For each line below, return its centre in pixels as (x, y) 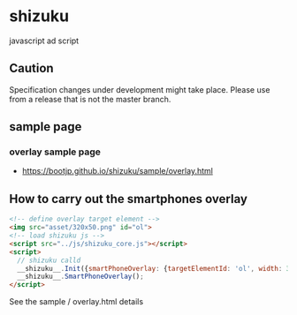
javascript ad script (44, 41)
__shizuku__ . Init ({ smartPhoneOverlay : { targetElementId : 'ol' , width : (150, 268)
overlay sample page (55, 152)
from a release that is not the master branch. (90, 99)
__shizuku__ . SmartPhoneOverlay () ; (80, 277)
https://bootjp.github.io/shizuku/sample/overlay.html (118, 171)
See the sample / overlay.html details (76, 302)
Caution (32, 68)
